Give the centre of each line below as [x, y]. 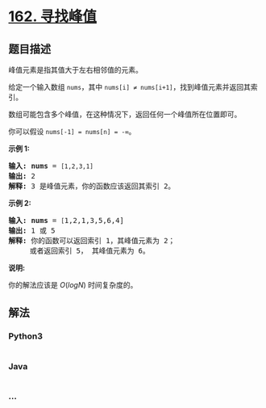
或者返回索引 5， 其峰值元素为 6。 [90, 251]
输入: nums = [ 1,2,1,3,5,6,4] [66, 220]
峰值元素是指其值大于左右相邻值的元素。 [75, 70]
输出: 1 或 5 [32, 231]
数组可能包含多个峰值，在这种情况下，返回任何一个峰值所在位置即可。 [125, 114]
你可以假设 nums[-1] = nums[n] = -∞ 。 [72, 131]
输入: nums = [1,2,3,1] [51, 166]
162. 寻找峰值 [53, 17]
